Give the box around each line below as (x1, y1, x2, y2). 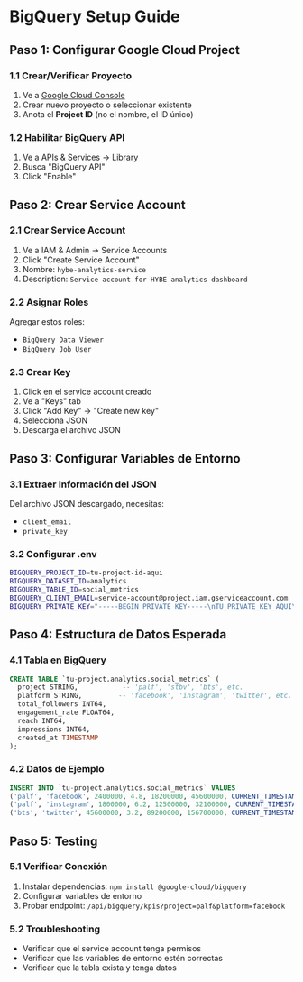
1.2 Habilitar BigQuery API (9, 131, 125, 143)
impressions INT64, (17, 724, 91, 734)
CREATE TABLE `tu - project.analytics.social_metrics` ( (9, 675, 220, 684)
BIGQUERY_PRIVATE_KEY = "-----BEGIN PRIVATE (9, 601, 171, 610)
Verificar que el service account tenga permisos (22, 943, 201, 954)
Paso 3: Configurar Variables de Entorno (9, 451, 241, 466)
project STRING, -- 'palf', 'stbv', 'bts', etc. (17, 683, 244, 692)
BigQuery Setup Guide (9, 6, 180, 27)
